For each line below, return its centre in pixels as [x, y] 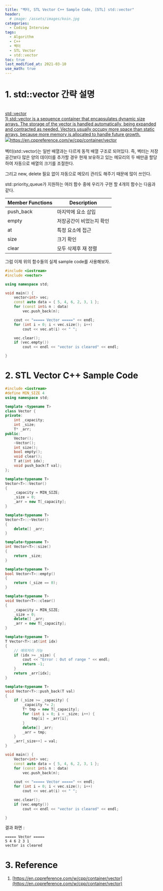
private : [14, 416]
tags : [10, 32]
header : [13, 14]
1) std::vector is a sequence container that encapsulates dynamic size [75, 118]
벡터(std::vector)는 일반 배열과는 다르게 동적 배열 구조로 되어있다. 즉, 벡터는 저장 [82, 151]
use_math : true [20, 69]
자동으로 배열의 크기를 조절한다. [44, 163]
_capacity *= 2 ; [39, 705]
